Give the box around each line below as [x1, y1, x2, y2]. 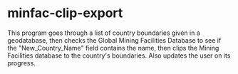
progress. [7, 58, 36, 67]
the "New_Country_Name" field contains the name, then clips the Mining [7, 43, 219, 52]
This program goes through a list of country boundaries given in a [7, 28, 201, 37]
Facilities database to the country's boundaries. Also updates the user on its [7, 51, 231, 60]
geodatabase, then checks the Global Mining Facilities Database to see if [7, 36, 222, 44]
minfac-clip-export [7, 5, 123, 21]
